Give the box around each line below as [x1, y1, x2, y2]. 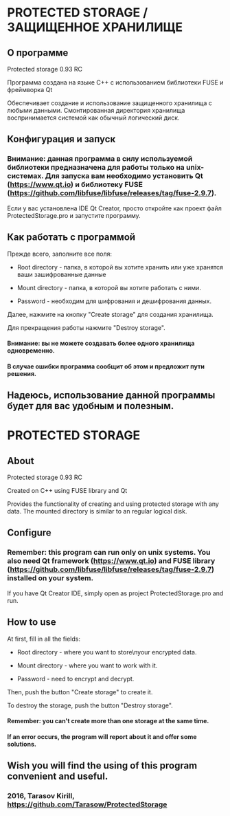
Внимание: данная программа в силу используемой [7, 154, 193, 164]
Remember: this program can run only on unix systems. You [7, 548, 211, 558]
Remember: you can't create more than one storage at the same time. [7, 717, 209, 725]
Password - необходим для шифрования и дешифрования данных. [16, 297, 212, 305]
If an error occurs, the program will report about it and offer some [7, 732, 197, 740]
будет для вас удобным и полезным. [7, 400, 174, 412]
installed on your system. [7, 573, 94, 583]
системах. [7, 171, 44, 181]
